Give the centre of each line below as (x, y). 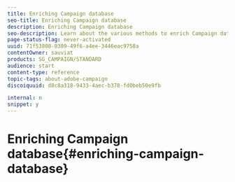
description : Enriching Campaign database (70, 27)
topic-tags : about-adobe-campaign (58, 79)
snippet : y (23, 105)
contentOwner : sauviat (40, 53)
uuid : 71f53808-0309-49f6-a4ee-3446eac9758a (73, 46)
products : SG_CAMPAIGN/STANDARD (54, 59)
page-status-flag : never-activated (59, 40)
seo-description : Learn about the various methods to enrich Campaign (112, 33)
